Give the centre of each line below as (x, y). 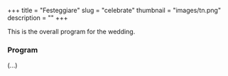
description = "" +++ (38, 18)
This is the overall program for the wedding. (71, 32)
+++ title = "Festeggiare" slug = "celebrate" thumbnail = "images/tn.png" (114, 10)
